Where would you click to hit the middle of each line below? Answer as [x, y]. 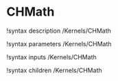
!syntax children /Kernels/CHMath [54, 70]
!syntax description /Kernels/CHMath [59, 31]
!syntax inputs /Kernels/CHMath [51, 57]
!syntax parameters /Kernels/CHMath [59, 44]
